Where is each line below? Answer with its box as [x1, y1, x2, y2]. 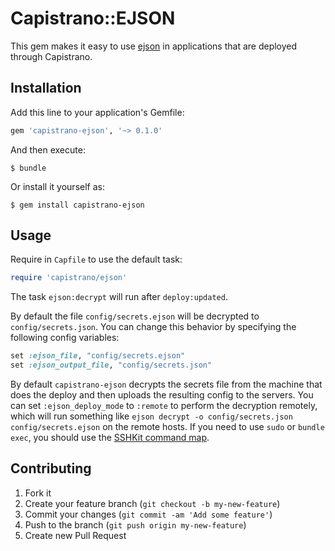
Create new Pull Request [24, 529, 127, 541]
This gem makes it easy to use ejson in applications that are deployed [10, 40, 298, 52]
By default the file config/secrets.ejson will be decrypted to [10, 310, 260, 322]
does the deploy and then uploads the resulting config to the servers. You [10, 389, 314, 401]
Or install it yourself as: [10, 180, 105, 192]
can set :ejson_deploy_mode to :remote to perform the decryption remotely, [10, 400, 318, 412]
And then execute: [10, 143, 86, 156]
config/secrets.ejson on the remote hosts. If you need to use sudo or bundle [10, 421, 325, 433]
